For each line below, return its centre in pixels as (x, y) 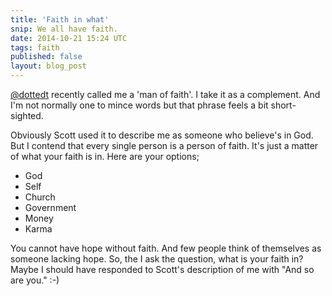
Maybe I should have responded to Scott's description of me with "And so (162, 269)
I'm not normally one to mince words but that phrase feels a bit (139, 105)
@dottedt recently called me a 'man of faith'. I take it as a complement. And (165, 94)
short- (283, 105)
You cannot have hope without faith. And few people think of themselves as (166, 248)
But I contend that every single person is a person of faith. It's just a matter (164, 145)
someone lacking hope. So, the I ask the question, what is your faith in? (157, 259)
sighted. (27, 115)
